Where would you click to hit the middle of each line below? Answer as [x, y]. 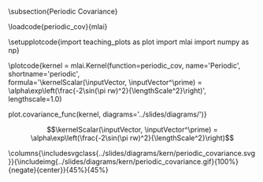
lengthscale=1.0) [35, 99]
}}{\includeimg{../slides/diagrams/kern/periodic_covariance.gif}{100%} [123, 162]
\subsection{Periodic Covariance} [63, 11]
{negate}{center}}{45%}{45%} [58, 170]
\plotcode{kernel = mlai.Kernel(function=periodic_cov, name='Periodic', [124, 65]
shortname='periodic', [44, 74]
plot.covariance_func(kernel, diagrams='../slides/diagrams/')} [107, 114]
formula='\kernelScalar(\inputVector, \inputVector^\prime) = [105, 82]
